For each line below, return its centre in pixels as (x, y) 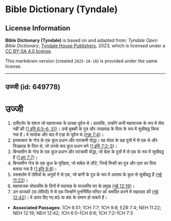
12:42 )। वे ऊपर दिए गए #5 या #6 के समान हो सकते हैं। (60, 198)
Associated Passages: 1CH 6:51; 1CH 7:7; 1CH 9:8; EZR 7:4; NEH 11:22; (87, 208)
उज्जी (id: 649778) (33, 87)
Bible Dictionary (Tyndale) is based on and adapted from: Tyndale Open (81, 40)
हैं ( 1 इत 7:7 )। (25, 157)
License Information (38, 28)
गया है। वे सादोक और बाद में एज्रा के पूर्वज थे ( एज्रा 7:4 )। (58, 135)
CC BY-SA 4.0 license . (29, 51)
